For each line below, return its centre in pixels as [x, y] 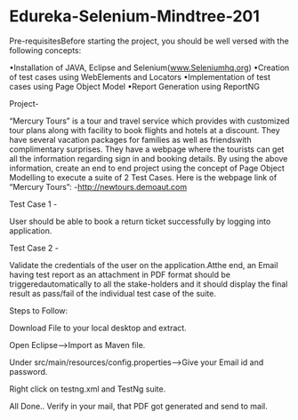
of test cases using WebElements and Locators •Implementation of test [140, 76]
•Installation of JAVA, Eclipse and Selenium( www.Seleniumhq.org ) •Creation [149, 67]
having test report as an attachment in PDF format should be [120, 274]
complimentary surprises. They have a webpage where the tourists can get [147, 149]
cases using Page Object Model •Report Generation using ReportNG [135, 86]
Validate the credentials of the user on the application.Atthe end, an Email [144, 265]
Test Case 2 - [34, 248]
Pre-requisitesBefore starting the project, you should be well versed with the [149, 41]
